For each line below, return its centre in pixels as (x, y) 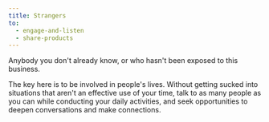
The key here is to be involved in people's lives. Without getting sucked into (133, 85)
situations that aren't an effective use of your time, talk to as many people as (135, 93)
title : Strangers (37, 16)
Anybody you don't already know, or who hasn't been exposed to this (123, 61)
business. (24, 69)
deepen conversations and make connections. (85, 110)
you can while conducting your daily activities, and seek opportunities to (128, 101)
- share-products (45, 38)
